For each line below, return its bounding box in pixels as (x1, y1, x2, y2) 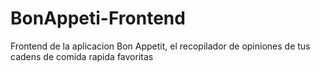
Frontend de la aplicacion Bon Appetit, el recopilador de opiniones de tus (10, 40, 311, 52)
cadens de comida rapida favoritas (10, 50, 154, 62)
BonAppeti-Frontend (10, 7, 186, 30)
